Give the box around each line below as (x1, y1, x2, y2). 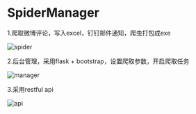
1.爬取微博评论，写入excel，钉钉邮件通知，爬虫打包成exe (7, 28, 171, 37)
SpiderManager (7, 5, 99, 21)
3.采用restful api (7, 85, 54, 93)
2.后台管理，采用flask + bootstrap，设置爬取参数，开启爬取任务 (7, 57, 190, 65)
